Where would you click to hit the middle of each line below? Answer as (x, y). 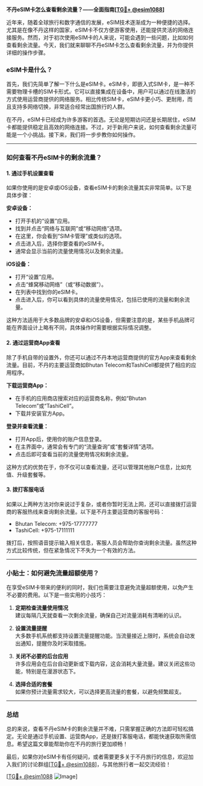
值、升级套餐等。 (27, 474)
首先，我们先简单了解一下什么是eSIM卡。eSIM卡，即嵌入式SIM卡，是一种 (98, 84)
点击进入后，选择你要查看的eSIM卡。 (61, 244)
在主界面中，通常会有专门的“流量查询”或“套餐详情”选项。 (86, 447)
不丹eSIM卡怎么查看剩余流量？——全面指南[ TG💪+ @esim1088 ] (85, 9)
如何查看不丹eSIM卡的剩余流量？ (54, 158)
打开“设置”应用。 (36, 277)
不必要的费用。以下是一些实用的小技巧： (56, 595)
